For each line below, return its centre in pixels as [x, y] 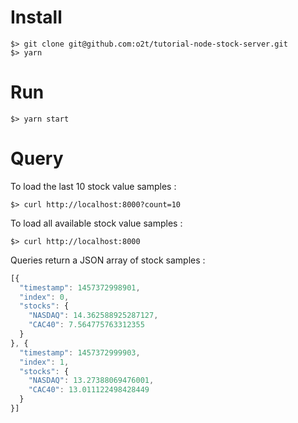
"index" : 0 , [44, 297]
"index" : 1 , [44, 362]
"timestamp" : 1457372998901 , [80, 287]
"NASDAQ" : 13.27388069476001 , [91, 381]
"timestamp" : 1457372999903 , [80, 352]
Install [36, 17]
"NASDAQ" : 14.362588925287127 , [93, 316]
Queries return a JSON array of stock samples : [108, 260]
